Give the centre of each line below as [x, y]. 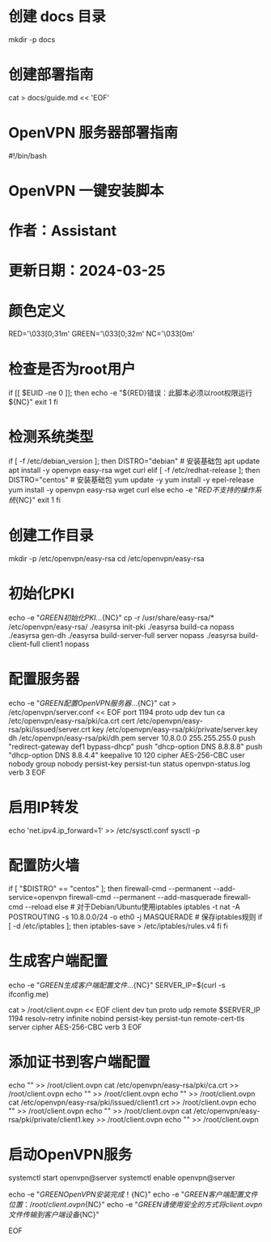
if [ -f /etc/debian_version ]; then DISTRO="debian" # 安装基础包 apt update [134, 461]
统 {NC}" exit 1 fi [34, 500]
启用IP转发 [44, 807]
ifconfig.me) [29, 994]
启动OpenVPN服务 [70, 1154]
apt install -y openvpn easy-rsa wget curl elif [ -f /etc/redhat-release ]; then [134, 471]
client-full [24, 644]
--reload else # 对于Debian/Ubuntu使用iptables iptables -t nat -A [132, 906]
